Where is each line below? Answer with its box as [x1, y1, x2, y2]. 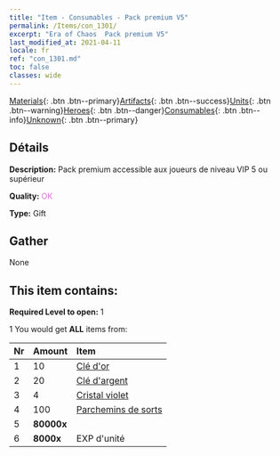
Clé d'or [76, 360, 110, 372]
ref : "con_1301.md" [9, 54, 82, 63]
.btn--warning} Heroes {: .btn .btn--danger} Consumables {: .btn [9, 104, 237, 116]
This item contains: [9, 282, 118, 298]
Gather [9, 233, 49, 248]
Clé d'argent [76, 375, 129, 387]
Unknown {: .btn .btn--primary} [26, 114, 139, 125]
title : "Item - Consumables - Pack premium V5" [9, 12, 189, 22]
